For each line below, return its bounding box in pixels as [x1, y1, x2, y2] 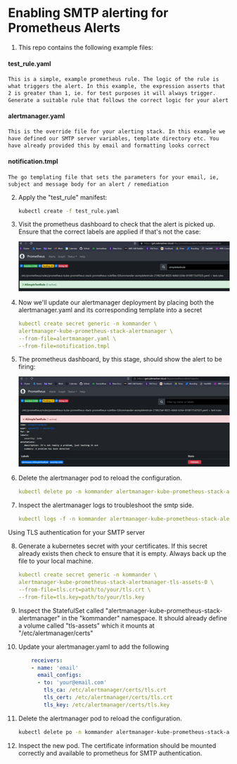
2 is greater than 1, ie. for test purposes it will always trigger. [8, 90, 217, 97]
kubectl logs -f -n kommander [18, 516, 108, 523]
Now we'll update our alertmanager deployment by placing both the [18, 298, 214, 307]
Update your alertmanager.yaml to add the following [18, 642, 169, 651]
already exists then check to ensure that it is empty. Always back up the [18, 549, 227, 558]
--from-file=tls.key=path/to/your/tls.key [18, 593, 145, 601]
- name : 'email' [31, 664, 79, 671]
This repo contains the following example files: [18, 43, 154, 51]
